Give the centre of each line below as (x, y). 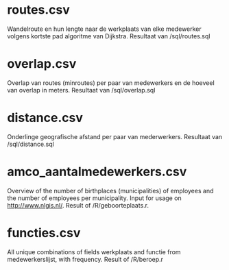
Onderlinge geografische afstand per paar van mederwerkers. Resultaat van (115, 136)
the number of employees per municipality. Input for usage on (94, 198)
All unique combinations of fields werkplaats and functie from (94, 251)
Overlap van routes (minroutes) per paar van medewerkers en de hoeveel (111, 83)
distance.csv (45, 118)
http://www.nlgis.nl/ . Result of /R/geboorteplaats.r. (78, 205)
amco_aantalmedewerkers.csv (97, 172)
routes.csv (38, 10)
